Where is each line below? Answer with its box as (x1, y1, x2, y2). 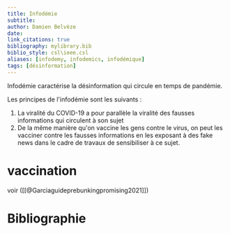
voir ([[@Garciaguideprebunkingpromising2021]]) (7, 186, 149, 195)
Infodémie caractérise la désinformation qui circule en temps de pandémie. (7, 81, 223, 90)
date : (7, 29, 23, 37)
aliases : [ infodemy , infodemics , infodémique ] (7, 56, 145, 63)
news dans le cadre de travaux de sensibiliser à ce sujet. (17, 138, 181, 147)
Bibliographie (7, 211, 86, 226)
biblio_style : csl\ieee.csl (7, 50, 89, 57)
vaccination (7, 162, 77, 178)
